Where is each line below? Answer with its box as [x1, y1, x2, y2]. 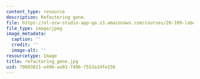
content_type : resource [6, 8, 65, 15]
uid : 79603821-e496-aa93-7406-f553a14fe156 [6, 64, 116, 70]
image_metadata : [6, 31, 46, 37]
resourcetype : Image [6, 53, 58, 59]
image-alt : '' [11, 48, 46, 53]
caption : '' [11, 36, 42, 42]
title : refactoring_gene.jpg [6, 58, 79, 64]
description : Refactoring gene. [6, 14, 86, 20]
